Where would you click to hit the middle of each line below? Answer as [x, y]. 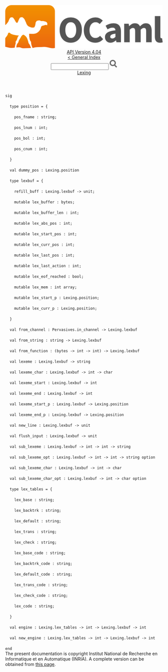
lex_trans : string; [35, 532]
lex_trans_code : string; [41, 585]
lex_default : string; [38, 521]
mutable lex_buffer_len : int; [47, 213]
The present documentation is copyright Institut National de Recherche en [81, 654]
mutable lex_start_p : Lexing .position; [57, 298]
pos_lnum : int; [31, 128]
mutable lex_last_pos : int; [44, 255]
